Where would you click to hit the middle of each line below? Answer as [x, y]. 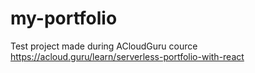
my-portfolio [64, 18]
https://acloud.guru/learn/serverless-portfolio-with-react [127, 56]
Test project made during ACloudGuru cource [104, 46]
